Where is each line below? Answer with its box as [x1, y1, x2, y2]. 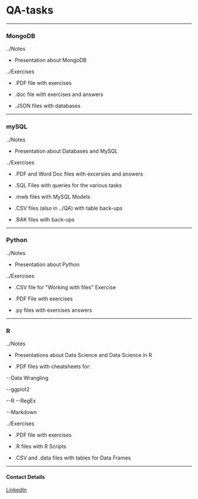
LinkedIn [6, 487, 27, 494]
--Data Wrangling [6, 375, 49, 382]
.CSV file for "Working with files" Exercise [14, 283, 116, 290]
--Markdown [6, 409, 37, 416]
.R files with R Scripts [14, 443, 67, 450]
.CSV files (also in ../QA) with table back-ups [14, 204, 123, 212]
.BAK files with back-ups [14, 216, 75, 223]
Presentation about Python [14, 260, 80, 268]
